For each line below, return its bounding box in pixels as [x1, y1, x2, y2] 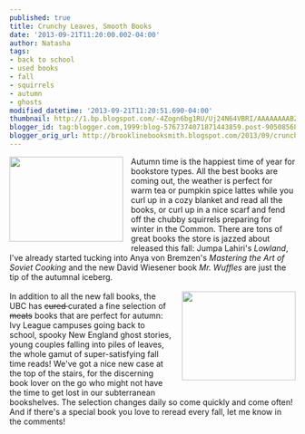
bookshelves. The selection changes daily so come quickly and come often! [9, 396, 293, 408]
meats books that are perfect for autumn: [9, 310, 163, 321]
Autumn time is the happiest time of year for [131, 156, 296, 167]
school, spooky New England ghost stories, [9, 329, 172, 340]
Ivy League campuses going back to [9, 319, 145, 331]
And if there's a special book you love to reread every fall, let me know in [9, 406, 282, 417]
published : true [9, 13, 71, 23]
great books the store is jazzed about [131, 233, 271, 244]
